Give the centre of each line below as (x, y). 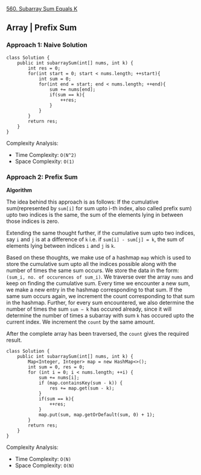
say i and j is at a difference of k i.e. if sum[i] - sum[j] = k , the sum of (95, 239)
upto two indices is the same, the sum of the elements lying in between (95, 214)
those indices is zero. (33, 221)
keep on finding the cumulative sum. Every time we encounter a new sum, (98, 283)
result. (14, 340)
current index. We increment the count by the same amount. (81, 322)
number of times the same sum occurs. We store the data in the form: (93, 270)
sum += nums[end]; (72, 89)
